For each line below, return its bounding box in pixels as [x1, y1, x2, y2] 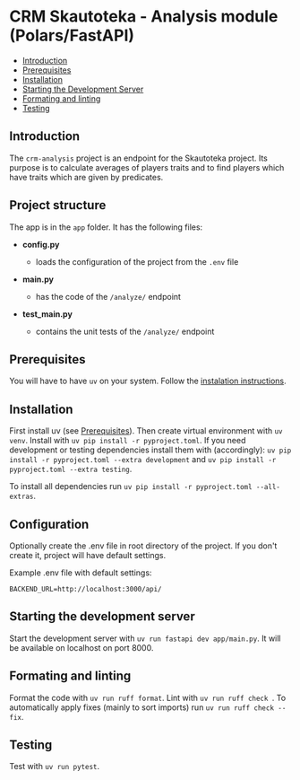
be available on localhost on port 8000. [9, 642, 154, 653]
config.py [21, 239, 60, 250]
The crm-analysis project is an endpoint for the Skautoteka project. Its [9, 153, 269, 163]
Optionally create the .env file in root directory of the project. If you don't [9, 540, 278, 551]
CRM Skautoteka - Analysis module [9, 6, 279, 27]
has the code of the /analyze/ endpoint [35, 291, 182, 302]
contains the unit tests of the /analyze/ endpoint [35, 326, 215, 337]
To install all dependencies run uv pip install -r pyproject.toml [9, 481, 253, 492]
